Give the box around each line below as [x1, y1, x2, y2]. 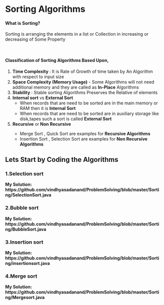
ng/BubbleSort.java [5, 226, 47, 232]
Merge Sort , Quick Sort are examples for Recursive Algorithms [19, 130, 151, 137]
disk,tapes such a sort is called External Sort [19, 115, 112, 122]
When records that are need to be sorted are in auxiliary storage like [19, 110, 159, 116]
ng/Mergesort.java [5, 295, 45, 301]
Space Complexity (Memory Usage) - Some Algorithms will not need [12, 79, 155, 85]
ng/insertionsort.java [5, 260, 51, 266]
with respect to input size [12, 73, 64, 80]
